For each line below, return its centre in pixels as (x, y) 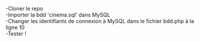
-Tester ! (16, 34)
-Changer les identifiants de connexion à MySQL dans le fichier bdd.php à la (100, 21)
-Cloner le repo (24, 9)
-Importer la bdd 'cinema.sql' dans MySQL (58, 15)
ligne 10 (15, 27)
